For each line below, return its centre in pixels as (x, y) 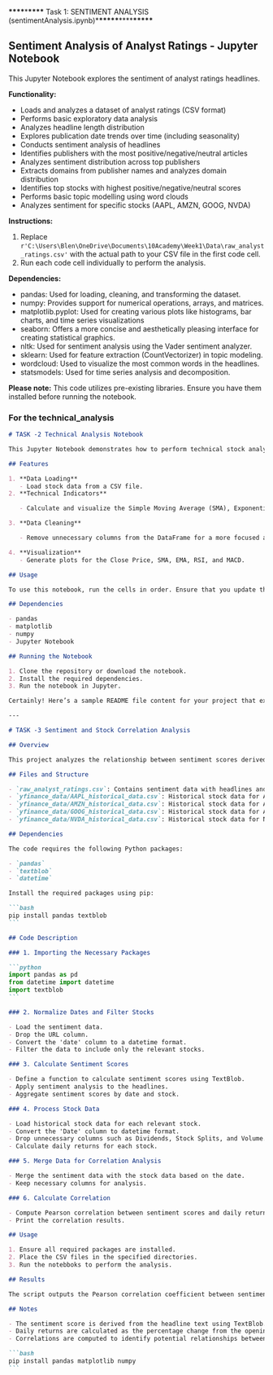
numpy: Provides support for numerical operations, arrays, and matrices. (142, 303)
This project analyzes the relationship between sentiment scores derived (138, 760)
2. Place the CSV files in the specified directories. (103, 1258)
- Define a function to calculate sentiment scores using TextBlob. (127, 1079)
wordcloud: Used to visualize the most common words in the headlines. (140, 363)
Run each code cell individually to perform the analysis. (113, 262)
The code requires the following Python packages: (96, 849)
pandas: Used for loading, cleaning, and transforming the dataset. (130, 294)
